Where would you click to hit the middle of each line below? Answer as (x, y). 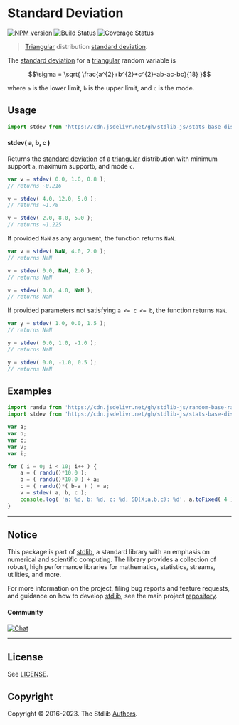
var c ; (17, 440)
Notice (22, 535)
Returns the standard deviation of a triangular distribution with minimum (113, 159)
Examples (30, 391)
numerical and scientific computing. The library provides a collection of (112, 559)
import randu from (34, 408)
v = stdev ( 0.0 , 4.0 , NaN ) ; (51, 290)
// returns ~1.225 (34, 225)
